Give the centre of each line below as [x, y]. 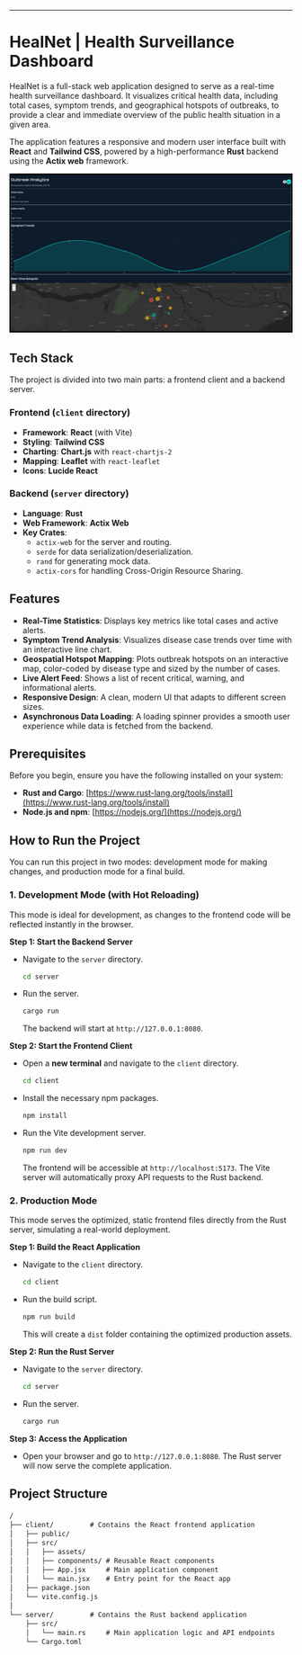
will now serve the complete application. [97, 1465]
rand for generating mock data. [93, 561]
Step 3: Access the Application [68, 1438]
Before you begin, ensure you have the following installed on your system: [147, 775]
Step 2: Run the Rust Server [62, 1351]
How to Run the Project [75, 841]
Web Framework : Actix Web [75, 523]
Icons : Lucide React [60, 470]
